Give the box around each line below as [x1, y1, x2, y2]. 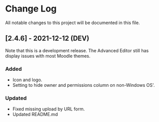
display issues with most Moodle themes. [5, 53, 91, 59]
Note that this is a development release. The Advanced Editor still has [5, 47, 149, 53]
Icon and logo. [12, 77, 43, 83]
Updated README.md [12, 111, 58, 117]
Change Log [5, 3, 57, 15]
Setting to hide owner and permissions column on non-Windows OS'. [12, 82, 155, 88]
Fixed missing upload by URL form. [12, 106, 85, 112]
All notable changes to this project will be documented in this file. [5, 20, 140, 26]
